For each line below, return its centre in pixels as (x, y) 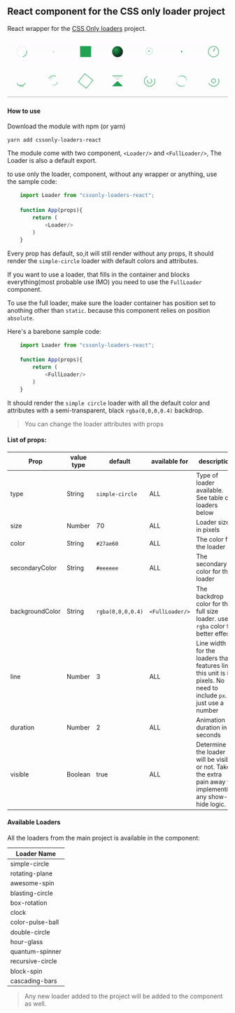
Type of (207, 475)
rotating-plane (31, 873)
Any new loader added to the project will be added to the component (123, 996)
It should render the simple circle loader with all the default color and (109, 403)
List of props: (27, 440)
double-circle (30, 932)
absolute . (21, 318)
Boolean (78, 774)
